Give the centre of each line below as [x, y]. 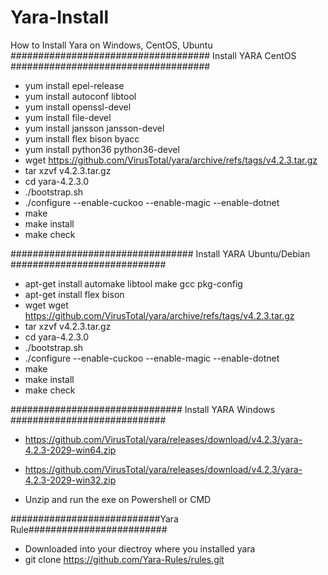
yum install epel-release [74, 85]
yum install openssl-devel [78, 107]
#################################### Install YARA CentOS [153, 55]
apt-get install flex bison [74, 294]
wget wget [46, 305]
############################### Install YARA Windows [143, 409]
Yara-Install [60, 17]
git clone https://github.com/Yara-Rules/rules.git [124, 559]
